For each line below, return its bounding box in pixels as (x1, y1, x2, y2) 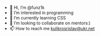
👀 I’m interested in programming (9, 10, 74, 16)
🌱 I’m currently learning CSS (9, 15, 66, 20)
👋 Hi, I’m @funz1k (9, 5, 45, 10)
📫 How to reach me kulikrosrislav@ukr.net (9, 26, 95, 31)
